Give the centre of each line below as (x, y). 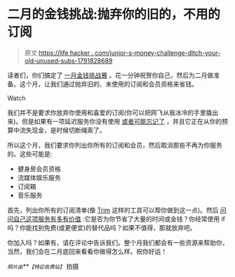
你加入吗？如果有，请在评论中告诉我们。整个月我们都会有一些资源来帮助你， (118, 243)
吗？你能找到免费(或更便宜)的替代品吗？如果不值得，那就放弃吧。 (102, 227)
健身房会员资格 (39, 169)
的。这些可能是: (30, 154)
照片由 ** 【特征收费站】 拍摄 (43, 266)
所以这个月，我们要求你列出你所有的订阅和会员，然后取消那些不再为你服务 (115, 145)
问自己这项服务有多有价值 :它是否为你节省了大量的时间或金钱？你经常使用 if (116, 219)
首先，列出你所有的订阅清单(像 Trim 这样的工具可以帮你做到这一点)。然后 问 (117, 210)
